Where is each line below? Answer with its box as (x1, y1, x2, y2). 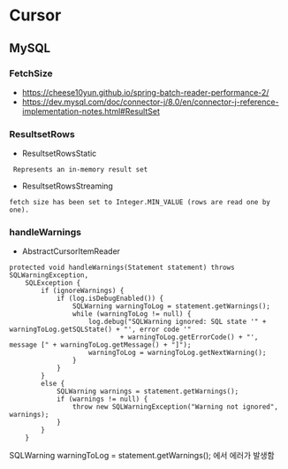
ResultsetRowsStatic (21, 148, 97, 159)
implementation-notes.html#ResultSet (21, 105, 161, 116)
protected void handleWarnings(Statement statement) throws (9, 263, 236, 273)
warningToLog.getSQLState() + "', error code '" (9, 325, 192, 334)
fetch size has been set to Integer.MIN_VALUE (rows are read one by (9, 198, 271, 207)
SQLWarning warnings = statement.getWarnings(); (56, 387, 239, 396)
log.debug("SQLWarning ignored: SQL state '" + (87, 318, 267, 327)
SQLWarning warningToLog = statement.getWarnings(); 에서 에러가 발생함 (9, 450, 276, 461)
